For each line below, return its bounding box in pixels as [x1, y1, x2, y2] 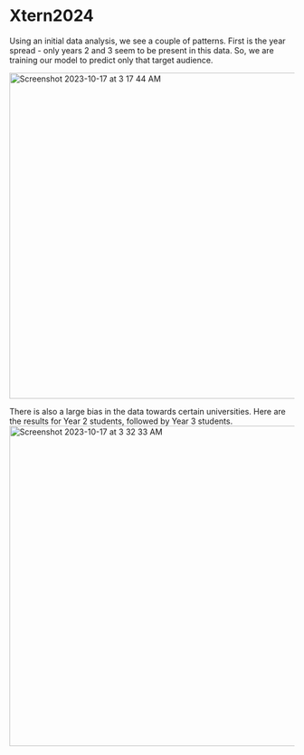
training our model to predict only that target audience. [9, 54, 214, 65]
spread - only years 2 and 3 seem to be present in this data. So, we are [9, 44, 274, 55]
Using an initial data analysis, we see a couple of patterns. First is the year [9, 35, 287, 46]
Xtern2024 [9, 5, 95, 26]
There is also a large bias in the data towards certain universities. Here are [9, 406, 287, 416]
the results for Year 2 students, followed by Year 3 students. [9, 416, 233, 426]
